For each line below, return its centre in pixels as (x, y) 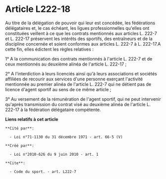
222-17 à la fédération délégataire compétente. (53, 110)
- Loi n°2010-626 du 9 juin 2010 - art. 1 (54, 154)
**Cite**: (15, 163)
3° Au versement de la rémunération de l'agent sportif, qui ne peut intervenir (83, 99)
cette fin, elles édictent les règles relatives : (50, 49)
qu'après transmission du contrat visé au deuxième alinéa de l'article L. (78, 104)
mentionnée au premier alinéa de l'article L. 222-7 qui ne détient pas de (78, 84)
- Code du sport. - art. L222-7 (43, 172)
